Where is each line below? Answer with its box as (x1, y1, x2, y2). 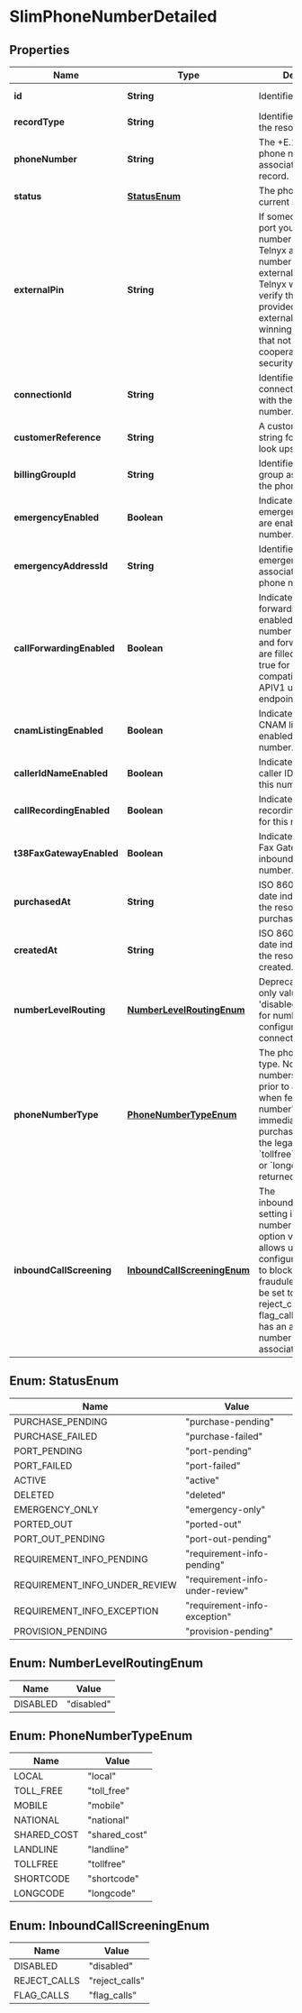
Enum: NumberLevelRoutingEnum (9, 1656, 204, 1671)
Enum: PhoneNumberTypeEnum (9, 1728, 193, 1743)
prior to (258, 1080, 290, 1093)
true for (258, 659, 290, 671)
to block (258, 1264, 293, 1276)
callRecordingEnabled (13, 804, 111, 817)
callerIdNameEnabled (13, 767, 109, 779)
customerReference (13, 431, 102, 444)
